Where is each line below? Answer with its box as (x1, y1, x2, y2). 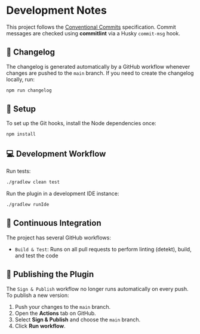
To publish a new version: (6, 292, 69, 299)
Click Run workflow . (14, 322, 66, 329)
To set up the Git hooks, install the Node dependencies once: (6, 120, 156, 127)
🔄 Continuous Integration (6, 218, 101, 228)
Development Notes (6, 4, 107, 17)
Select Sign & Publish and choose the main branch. (14, 315, 141, 323)
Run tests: (6, 168, 31, 175)
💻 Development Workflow (6, 148, 106, 159)
